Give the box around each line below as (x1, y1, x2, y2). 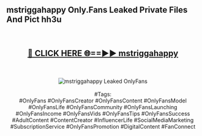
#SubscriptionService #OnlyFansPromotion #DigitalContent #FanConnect (10, 123, 196, 130)
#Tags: (94, 90, 112, 98)
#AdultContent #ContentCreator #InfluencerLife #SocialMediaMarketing (12, 116, 194, 124)
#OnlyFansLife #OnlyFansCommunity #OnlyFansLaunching (28, 103, 178, 110)
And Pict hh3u (6, 15, 62, 25)
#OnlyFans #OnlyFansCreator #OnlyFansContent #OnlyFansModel (19, 97, 187, 104)
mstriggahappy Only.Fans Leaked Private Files (6, 5, 188, 15)
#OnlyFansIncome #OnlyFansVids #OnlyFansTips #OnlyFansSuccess (15, 110, 190, 117)
